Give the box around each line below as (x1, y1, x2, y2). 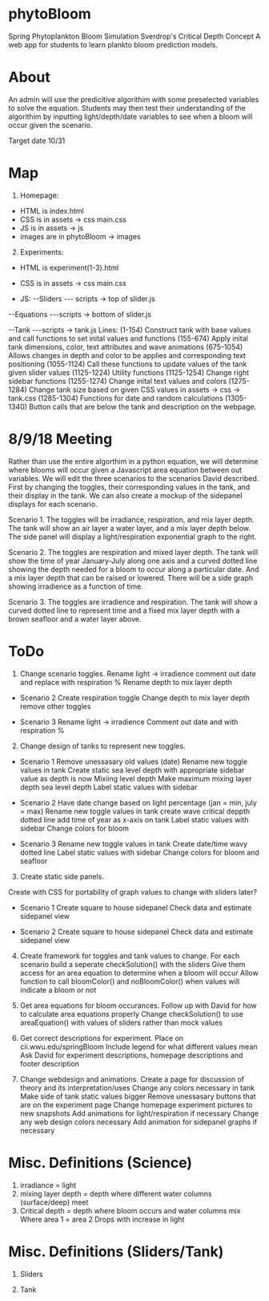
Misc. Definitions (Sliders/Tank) (8, 1242, 224, 1261)
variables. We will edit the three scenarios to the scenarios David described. (8, 473, 259, 483)
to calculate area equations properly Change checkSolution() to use (19, 1009, 244, 1018)
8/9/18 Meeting (8, 430, 113, 448)
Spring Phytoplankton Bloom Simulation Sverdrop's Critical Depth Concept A (8, 31, 261, 41)
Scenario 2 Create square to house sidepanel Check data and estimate (19, 927, 254, 936)
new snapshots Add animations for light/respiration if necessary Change (19, 1108, 259, 1118)
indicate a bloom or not (19, 985, 97, 994)
